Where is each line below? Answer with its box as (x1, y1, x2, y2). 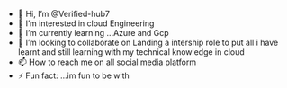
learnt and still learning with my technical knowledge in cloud (17, 47, 245, 57)
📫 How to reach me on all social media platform (17, 57, 197, 67)
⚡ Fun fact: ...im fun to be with (17, 70, 130, 81)
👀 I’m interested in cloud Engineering (17, 18, 155, 29)
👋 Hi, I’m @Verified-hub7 (17, 9, 111, 19)
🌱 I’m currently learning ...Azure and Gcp (17, 28, 169, 38)
